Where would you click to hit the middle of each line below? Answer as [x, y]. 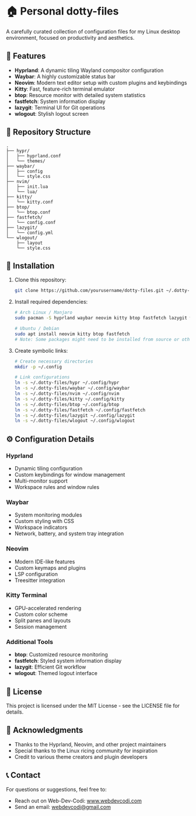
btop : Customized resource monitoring [61, 655]
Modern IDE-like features [45, 562]
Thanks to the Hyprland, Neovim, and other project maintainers [90, 744]
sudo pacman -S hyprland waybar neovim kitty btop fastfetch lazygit [101, 318]
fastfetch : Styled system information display [68, 661]
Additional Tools [30, 642]
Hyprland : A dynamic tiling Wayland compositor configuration [89, 70]
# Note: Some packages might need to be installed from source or [97, 339]
